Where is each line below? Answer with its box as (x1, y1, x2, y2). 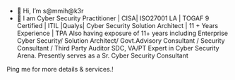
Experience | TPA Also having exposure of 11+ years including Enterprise (16, 29, 229, 37)
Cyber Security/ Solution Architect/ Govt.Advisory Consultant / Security (16, 36, 225, 45)
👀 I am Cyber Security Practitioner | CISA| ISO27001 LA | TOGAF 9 (16, 14, 210, 22)
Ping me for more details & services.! (6, 65, 114, 73)
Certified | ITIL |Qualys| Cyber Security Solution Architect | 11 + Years (16, 22, 219, 29)
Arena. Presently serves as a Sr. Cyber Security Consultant (16, 51, 188, 60)
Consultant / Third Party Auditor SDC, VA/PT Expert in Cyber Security (16, 44, 219, 52)
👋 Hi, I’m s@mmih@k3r (16, 7, 84, 15)
